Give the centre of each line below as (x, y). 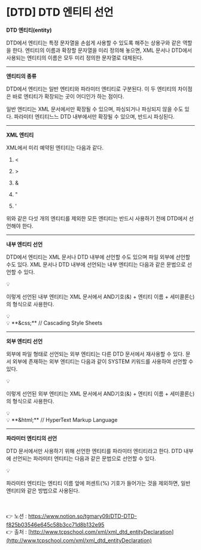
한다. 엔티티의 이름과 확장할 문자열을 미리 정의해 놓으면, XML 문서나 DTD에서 (102, 50)
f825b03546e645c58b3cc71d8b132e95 (55, 524)
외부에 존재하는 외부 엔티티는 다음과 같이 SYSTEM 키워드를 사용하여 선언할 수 (103, 361)
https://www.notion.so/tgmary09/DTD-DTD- (83, 516)
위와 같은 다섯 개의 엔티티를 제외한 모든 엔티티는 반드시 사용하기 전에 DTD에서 (97, 218)
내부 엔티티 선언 (25, 244)
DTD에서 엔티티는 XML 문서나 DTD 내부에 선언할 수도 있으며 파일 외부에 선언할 (98, 257)
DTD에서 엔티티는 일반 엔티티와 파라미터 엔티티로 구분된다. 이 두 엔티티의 (91, 89)
